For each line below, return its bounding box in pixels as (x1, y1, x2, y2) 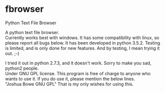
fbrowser (5, 3, 44, 15)
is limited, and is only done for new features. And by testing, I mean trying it (5, 45, 160, 51)
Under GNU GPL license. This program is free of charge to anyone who (5, 70, 151, 76)
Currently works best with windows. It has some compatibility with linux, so (5, 35, 160, 41)
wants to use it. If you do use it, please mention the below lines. (5, 76, 135, 82)
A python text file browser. (5, 29, 60, 35)
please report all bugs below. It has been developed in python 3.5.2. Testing (5, 40, 161, 46)
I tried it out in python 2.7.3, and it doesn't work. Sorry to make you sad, (5, 60, 152, 66)
